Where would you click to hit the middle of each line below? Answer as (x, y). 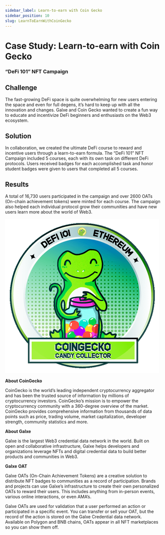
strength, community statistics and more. (47, 422)
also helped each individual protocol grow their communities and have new (81, 207)
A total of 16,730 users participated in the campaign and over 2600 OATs (79, 196)
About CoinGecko (24, 381)
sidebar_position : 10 (27, 16)
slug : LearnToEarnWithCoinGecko (38, 21)
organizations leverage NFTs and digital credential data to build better (76, 451)
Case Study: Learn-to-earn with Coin (82, 46)
